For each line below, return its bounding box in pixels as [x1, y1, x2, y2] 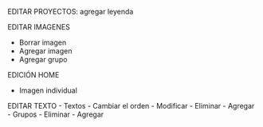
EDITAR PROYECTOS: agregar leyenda [7, 7, 134, 16]
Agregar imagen [18, 46, 73, 55]
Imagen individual [18, 85, 77, 95]
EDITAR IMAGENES [7, 22, 71, 31]
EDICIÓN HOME [7, 70, 60, 79]
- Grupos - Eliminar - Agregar [7, 109, 104, 119]
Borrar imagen [18, 38, 67, 47]
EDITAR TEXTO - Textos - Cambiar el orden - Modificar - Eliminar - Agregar [7, 101, 255, 110]
